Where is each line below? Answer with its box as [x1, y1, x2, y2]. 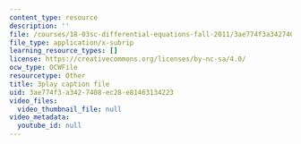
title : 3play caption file [9, 80, 110, 89]
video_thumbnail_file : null [17, 105, 123, 114]
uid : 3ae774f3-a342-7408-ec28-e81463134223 [9, 88, 175, 97]
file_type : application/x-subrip [9, 38, 134, 47]
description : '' [9, 21, 70, 30]
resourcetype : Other [9, 72, 87, 80]
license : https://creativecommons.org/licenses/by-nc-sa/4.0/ [9, 55, 246, 64]
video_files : [9, 96, 58, 106]
